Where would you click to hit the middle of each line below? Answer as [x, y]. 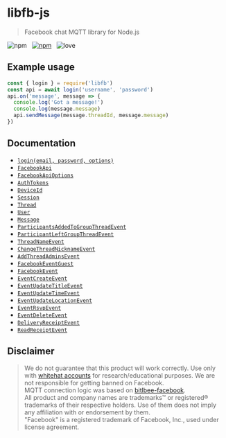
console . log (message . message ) [57, 109]
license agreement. [52, 427]
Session [28, 198]
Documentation [42, 143]
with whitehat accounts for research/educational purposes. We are [120, 375]
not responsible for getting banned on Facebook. [94, 383]
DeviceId [30, 190]
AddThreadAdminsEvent [48, 256]
